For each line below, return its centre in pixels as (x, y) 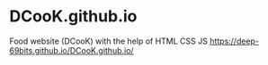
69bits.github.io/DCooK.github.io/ (71, 50)
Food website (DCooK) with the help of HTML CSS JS (109, 41)
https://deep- (234, 41)
